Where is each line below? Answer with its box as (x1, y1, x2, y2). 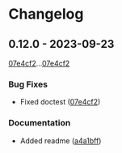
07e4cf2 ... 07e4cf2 (8, 58, 70, 68)
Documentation (8, 117, 71, 129)
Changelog (8, 5, 84, 23)
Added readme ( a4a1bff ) (19, 135, 102, 146)
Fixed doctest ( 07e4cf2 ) (19, 97, 101, 107)
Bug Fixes (8, 79, 48, 90)
